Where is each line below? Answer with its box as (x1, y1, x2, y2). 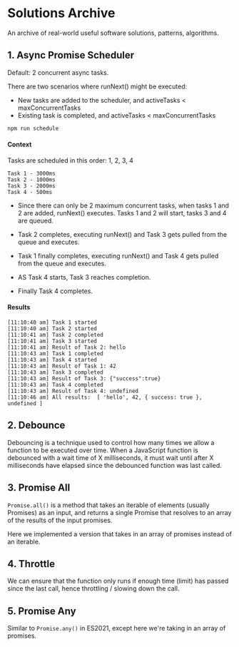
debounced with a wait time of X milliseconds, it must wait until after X (7, 453, 214, 462)
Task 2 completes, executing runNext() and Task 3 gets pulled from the (17, 230, 227, 238)
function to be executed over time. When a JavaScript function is (7, 446, 198, 454)
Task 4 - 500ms (7, 188, 53, 195)
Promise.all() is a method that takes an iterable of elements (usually (7, 501, 210, 509)
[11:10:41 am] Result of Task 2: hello (7, 344, 126, 351)
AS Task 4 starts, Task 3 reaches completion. (17, 272, 151, 281)
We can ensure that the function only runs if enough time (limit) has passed (7, 576, 229, 586)
